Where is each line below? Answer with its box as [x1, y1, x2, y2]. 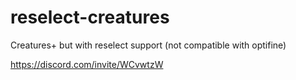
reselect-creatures [10, 6, 170, 29]
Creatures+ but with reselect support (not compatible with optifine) [10, 39, 287, 51]
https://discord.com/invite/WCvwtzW [10, 58, 164, 70]
